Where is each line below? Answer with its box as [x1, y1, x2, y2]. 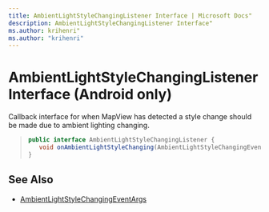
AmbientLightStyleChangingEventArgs [19, 194, 147, 204]
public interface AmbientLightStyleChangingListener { [27, 136, 215, 144]
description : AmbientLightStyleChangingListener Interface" [8, 19, 214, 27]
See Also [8, 173, 54, 186]
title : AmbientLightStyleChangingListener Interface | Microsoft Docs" [8, 11, 252, 20]
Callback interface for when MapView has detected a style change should [8, 112, 252, 122]
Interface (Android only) [8, 86, 172, 104]
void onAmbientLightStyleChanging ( [38, 143, 158, 152]
